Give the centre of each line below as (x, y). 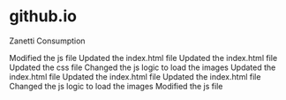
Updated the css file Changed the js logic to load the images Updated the (143, 67)
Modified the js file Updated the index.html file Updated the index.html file (143, 58)
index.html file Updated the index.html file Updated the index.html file (135, 76)
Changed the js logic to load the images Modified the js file (116, 86)
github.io (43, 16)
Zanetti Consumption (47, 41)
